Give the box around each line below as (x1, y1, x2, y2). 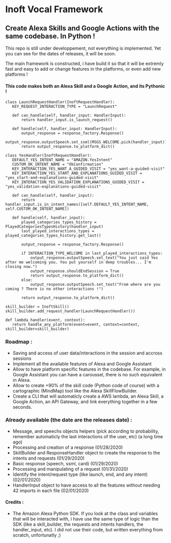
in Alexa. (12, 377, 31, 383)
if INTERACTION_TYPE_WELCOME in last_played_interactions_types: (21, 251, 163, 256)
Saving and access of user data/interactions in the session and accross (12, 350, 163, 356)
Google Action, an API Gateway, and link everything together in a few (12, 398, 158, 405)
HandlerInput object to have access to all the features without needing (12, 482, 160, 488)
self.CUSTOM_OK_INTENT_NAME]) (5, 206, 70, 212)
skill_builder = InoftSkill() (5, 304, 70, 310)
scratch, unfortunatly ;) (12, 532, 61, 538)
